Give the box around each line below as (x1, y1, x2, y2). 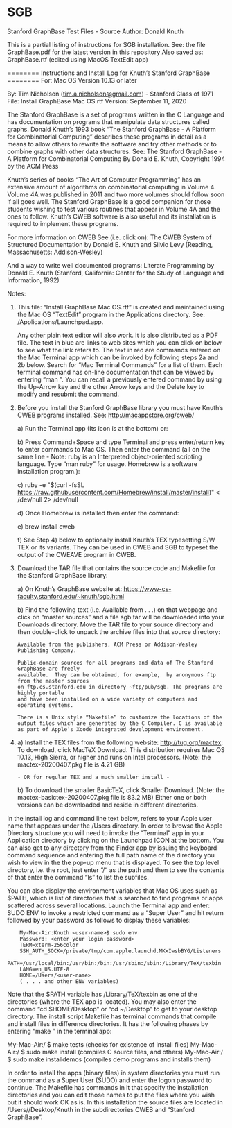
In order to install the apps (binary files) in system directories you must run (7, 1068, 220, 1077)
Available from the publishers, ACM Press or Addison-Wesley (17, 641, 198, 648)
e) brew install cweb (17, 522, 75, 531)
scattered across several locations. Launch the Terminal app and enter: (7, 901, 210, 909)
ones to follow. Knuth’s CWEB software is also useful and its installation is (7, 212, 217, 221)
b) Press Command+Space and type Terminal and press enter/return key (17, 438, 225, 446)
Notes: (7, 289, 26, 298)
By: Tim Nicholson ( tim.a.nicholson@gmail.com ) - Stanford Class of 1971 (7, 89, 213, 98)
